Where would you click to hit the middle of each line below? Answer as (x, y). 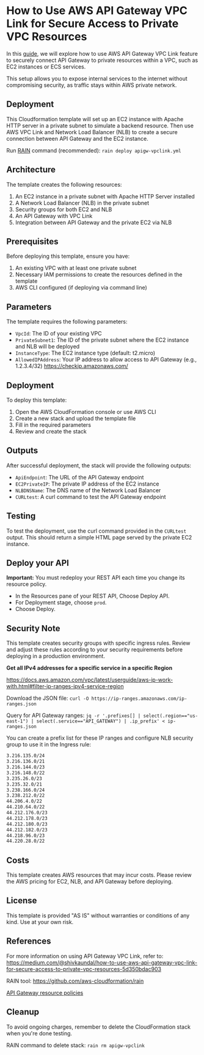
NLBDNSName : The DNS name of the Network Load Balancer (88, 490)
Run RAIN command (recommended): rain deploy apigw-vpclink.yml (94, 150)
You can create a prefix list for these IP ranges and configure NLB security (100, 738)
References (29, 941)
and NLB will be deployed (47, 347)
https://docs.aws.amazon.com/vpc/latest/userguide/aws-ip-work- (89, 680)
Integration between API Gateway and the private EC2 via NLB (93, 222)
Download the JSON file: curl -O (48, 698)
